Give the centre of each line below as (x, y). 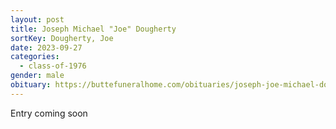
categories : (35, 57)
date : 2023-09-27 (46, 47)
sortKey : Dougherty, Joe (62, 38)
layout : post (37, 19)
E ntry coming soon (49, 113)
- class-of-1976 (53, 66)
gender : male (37, 76)
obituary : (31, 85)
